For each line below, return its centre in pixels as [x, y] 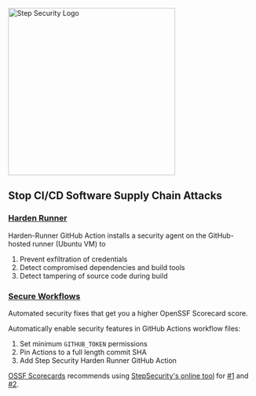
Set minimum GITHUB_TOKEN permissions [83, 343]
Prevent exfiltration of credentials [73, 259]
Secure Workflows [44, 296]
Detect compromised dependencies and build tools [102, 267]
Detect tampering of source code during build [93, 276]
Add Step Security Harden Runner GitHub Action [98, 360]
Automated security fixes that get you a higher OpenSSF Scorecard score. [128, 313]
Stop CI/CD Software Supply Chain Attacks [115, 196]
